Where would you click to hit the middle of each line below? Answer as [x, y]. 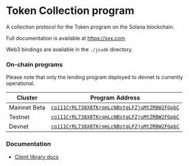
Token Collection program [70, 11]
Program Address [115, 98]
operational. [20, 83]
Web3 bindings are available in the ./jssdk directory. [69, 49]
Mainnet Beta [27, 108]
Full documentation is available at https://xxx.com [66, 38]
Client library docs [36, 157]
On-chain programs [34, 64]
